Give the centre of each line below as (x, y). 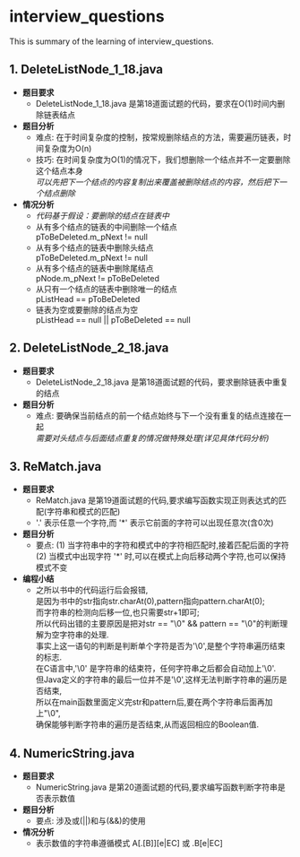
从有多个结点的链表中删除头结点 (94, 247)
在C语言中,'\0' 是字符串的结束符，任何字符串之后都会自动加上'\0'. (156, 669)
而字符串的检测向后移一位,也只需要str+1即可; (117, 612)
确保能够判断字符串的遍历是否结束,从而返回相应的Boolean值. (147, 724)
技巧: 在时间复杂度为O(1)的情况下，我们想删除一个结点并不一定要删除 (163, 160)
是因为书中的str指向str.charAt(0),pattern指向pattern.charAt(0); (150, 602)
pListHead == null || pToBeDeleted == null (113, 319)
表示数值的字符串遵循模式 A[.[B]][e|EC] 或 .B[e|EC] (129, 844)
